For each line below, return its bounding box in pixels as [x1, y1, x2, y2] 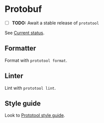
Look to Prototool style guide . [4, 113, 65, 119]
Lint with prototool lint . [4, 85, 56, 91]
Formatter [4, 44, 36, 53]
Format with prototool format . [4, 57, 68, 63]
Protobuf [4, 3, 42, 15]
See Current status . [4, 30, 45, 36]
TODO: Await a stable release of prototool [11, 20, 99, 26]
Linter [4, 72, 23, 80]
